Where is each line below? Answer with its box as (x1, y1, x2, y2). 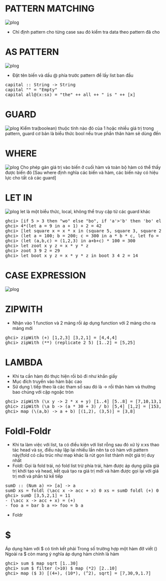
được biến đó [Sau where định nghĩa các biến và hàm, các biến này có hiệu (5, 169, 159, 175)
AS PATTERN (5, 47, 59, 57)
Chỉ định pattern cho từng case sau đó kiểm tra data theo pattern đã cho (12, 29, 160, 35)
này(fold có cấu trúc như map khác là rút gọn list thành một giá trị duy (12, 452, 155, 458)
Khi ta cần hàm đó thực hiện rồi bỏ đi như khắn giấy (12, 373, 118, 379)
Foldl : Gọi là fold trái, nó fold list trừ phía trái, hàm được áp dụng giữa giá (12, 463, 160, 469)
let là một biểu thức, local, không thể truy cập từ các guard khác (20, 209, 151, 214)
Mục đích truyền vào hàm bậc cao (12, 378, 83, 384)
